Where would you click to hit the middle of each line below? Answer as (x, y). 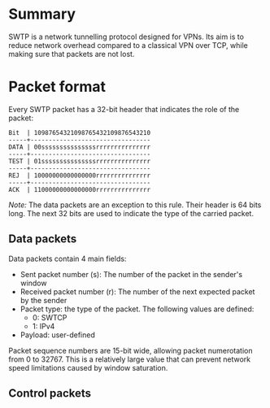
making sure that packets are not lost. (72, 54)
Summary (42, 14)
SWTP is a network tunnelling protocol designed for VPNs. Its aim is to (126, 37)
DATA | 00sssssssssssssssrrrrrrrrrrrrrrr (80, 147)
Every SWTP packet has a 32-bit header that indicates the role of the (124, 109)
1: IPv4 (44, 326)
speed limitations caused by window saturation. (88, 367)
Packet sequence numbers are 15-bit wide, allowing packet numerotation (131, 350)
